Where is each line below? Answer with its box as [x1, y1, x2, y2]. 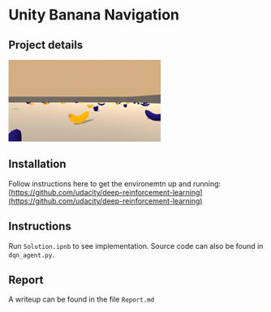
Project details [8, 38, 84, 52]
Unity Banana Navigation [8, 6, 180, 24]
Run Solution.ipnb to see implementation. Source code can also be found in [8, 241, 264, 250]
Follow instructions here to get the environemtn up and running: [8, 178, 222, 188]
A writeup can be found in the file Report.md [8, 294, 155, 305]
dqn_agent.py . [8, 250, 54, 259]
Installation [8, 157, 67, 171]
